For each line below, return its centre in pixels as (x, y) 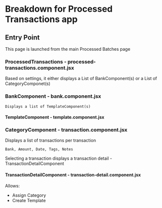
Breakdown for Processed (59, 9)
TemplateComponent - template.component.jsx (55, 117)
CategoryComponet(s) (28, 83)
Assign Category (29, 195)
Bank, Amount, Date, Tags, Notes (39, 149)
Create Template (29, 200)
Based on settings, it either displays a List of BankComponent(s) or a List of (81, 79)
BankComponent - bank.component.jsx (53, 96)
